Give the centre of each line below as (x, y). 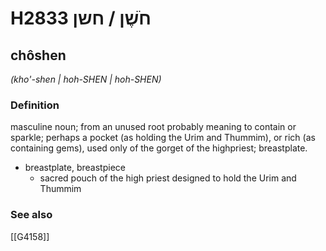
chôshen (38, 55)
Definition (35, 105)
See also (31, 215)
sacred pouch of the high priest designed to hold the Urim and (168, 178)
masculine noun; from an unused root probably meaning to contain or (153, 127)
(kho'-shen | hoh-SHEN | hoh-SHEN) (86, 79)
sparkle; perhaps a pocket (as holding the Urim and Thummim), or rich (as (163, 138)
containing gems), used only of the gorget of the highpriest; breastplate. (159, 148)
